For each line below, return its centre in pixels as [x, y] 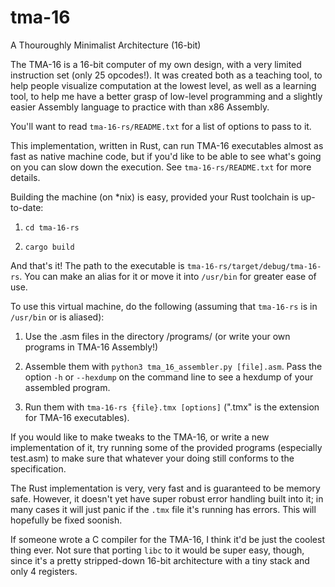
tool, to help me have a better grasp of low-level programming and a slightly [166, 96]
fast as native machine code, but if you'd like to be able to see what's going [166, 156]
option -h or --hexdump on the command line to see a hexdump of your [169, 377]
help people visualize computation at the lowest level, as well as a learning [163, 85]
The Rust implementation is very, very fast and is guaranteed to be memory [165, 488]
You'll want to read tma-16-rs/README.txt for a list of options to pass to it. [161, 126]
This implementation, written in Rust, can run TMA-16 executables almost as [167, 145]
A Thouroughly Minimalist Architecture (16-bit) [106, 45]
